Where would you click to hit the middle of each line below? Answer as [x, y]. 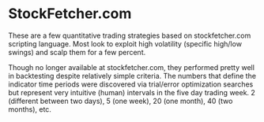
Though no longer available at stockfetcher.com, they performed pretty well [132, 67]
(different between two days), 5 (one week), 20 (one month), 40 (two [121, 101]
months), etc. [30, 109]
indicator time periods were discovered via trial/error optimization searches [131, 84]
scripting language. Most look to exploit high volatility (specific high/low [125, 43]
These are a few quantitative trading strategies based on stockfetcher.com [130, 35]
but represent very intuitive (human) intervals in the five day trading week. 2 [132, 92]
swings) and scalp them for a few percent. [77, 52]
